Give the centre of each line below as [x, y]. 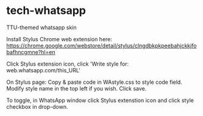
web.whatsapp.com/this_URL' [43, 70]
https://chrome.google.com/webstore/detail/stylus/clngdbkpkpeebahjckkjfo [101, 46]
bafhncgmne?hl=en [31, 52]
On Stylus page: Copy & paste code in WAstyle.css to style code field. [94, 82]
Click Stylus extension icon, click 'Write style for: [68, 64]
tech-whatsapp [46, 11]
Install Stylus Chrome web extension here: [59, 39]
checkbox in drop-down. [37, 106]
